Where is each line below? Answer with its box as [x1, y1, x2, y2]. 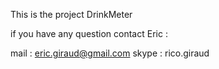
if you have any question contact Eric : [10, 28, 168, 39]
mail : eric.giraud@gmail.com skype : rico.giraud [10, 47, 210, 59]
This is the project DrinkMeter [10, 9, 133, 20]
